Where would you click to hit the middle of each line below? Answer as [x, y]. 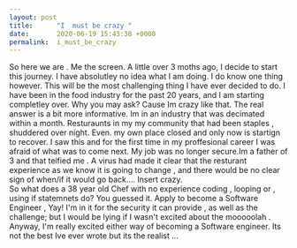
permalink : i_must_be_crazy [63, 42]
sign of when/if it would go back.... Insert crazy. [96, 180]
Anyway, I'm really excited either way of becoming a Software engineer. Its [145, 227]
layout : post [33, 17]
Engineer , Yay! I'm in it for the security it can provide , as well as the [133, 207]
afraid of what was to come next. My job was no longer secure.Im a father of [148, 152]
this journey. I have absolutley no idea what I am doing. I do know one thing [146, 77]
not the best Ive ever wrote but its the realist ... [94, 236]
